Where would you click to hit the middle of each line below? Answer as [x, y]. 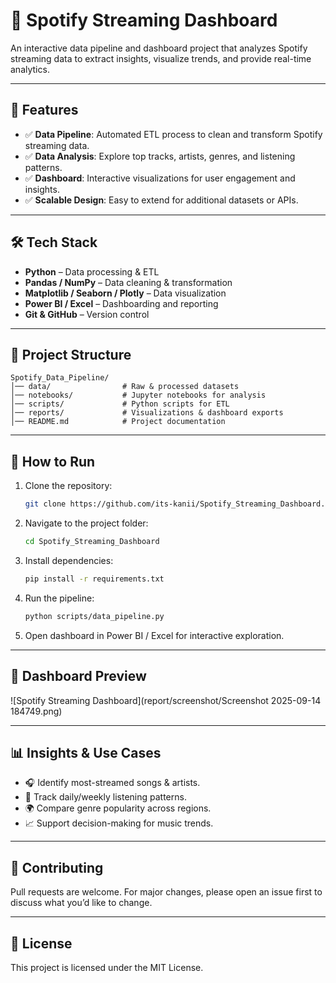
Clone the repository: [68, 486]
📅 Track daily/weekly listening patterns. [105, 797]
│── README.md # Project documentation [118, 422]
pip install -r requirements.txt [94, 579]
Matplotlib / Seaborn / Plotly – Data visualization [125, 293]
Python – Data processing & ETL [92, 271]
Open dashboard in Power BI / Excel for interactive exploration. [154, 635]
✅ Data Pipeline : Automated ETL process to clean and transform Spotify [173, 134]
